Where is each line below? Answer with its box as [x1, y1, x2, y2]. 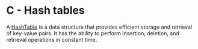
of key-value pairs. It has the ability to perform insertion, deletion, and [6, 29, 179, 36]
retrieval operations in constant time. [6, 36, 97, 43]
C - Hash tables [6, 4, 85, 17]
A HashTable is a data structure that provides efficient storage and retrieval [6, 23, 193, 30]
